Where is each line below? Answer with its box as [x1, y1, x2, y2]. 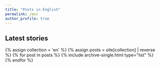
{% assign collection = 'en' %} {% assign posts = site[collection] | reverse [5, 47, 156, 53]
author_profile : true [5, 16, 50, 21]
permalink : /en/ [5, 12, 38, 17]
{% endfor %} [5, 57, 33, 63]
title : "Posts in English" [5, 7, 61, 12]
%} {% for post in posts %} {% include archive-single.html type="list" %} [5, 52, 154, 58]
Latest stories [5, 34, 48, 42]
